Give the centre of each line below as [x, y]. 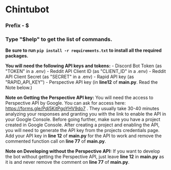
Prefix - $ [17, 26]
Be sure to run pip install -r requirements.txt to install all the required [83, 50]
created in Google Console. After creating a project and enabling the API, [82, 125]
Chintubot [27, 10]
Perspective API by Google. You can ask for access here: [65, 103]
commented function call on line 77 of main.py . [56, 141]
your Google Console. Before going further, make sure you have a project [83, 120]
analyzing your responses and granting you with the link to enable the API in [86, 114]
